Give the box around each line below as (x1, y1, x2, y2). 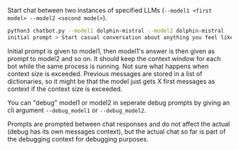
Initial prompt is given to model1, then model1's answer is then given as (7, 46, 216, 55)
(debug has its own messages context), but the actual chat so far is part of (7, 127, 226, 136)
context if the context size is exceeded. (7, 85, 123, 93)
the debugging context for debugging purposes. (7, 134, 149, 143)
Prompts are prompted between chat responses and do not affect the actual (7, 119, 230, 128)
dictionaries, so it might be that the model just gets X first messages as (7, 77, 216, 85)
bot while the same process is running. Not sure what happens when (7, 62, 209, 70)
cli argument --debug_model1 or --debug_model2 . (7, 106, 147, 114)
